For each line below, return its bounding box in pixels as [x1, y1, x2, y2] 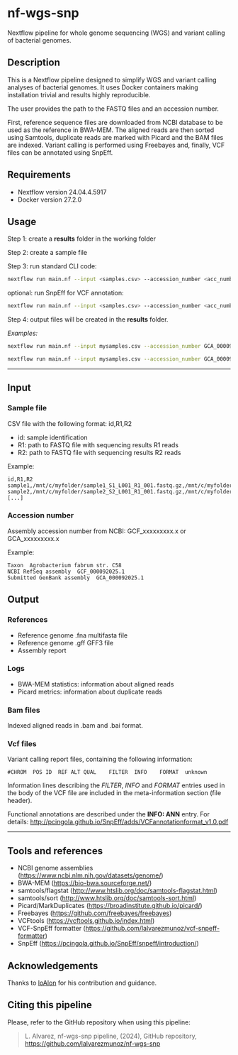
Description [7, 57, 60, 69]
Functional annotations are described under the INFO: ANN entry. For [7, 810, 210, 819]
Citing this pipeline [7, 999, 92, 1011]
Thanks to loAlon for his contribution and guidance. [7, 978, 157, 988]
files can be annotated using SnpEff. [7, 148, 113, 157]
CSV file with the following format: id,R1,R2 [7, 419, 132, 427]
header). [7, 797, 33, 805]
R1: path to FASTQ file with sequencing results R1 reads [17, 440, 179, 449]
